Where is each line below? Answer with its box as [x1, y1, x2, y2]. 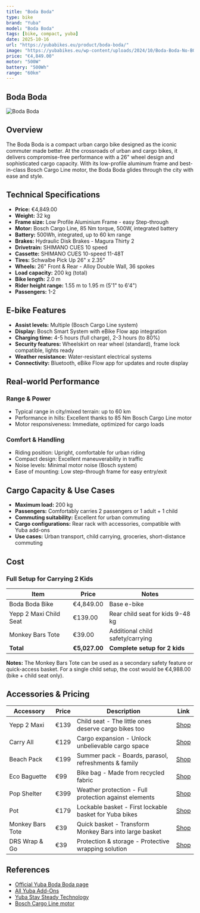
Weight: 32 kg [14, 212, 51, 219]
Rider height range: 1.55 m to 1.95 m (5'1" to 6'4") [14, 282, 137, 289]
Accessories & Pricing [6, 689, 90, 699]
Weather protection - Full [76, 785, 148, 794]
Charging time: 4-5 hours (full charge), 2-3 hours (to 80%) [14, 334, 161, 341]
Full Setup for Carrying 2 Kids [6, 574, 93, 582]
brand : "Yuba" [6, 20, 42, 26]
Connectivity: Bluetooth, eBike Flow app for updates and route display [14, 359, 189, 366]
